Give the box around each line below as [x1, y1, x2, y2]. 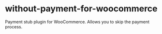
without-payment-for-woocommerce [5, 3, 158, 14]
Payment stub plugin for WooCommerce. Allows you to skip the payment [5, 19, 150, 25]
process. [5, 24, 23, 29]
